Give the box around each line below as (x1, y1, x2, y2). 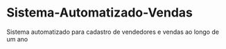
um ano (6, 35, 28, 43)
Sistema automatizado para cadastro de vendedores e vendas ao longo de (6, 28, 220, 36)
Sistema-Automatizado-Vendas (6, 5, 193, 21)
